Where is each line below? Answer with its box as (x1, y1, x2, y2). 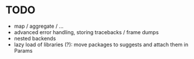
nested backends (13, 35, 56, 42)
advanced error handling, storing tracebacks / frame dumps (13, 28, 159, 35)
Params (13, 47, 33, 54)
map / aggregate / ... (13, 23, 64, 30)
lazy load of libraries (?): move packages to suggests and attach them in (13, 41, 189, 48)
